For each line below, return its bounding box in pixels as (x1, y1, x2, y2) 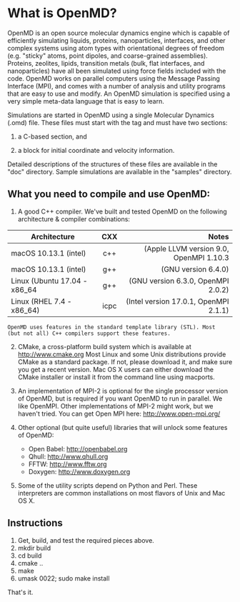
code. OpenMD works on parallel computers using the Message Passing (7, 74, 220, 83)
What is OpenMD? (7, 5, 117, 21)
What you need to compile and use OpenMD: (7, 188, 211, 201)
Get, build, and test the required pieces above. (17, 536, 155, 544)
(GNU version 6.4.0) (160, 264, 229, 274)
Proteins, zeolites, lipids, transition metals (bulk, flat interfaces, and (7, 59, 205, 67)
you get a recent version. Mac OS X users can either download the (17, 365, 214, 373)
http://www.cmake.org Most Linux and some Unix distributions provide (17, 350, 226, 358)
